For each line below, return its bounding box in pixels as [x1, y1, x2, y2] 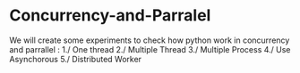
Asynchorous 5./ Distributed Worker [9, 53, 141, 64]
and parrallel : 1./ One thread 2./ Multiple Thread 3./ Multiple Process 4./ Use [9, 44, 291, 54]
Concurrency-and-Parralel [9, 5, 211, 26]
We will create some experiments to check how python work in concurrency [9, 35, 290, 45]
